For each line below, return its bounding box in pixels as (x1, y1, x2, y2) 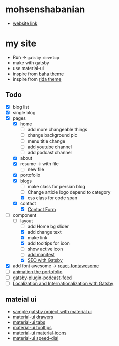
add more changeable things (27, 126, 87, 132)
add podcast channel (27, 150, 72, 156)
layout (20, 218, 33, 224)
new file (27, 166, 44, 172)
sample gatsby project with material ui (12, 308, 92, 314)
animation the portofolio (12, 268, 63, 275)
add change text (27, 229, 62, 235)
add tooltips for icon (27, 240, 70, 246)
